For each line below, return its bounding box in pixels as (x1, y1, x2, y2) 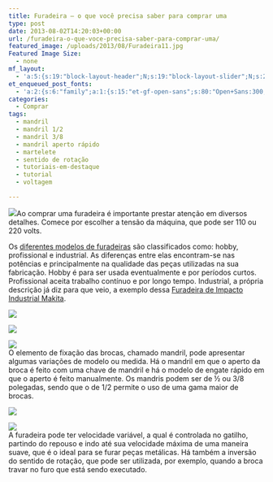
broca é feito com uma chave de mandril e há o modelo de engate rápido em (8, 365, 265, 375)
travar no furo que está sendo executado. (8, 464, 148, 474)
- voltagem (15, 178, 53, 187)
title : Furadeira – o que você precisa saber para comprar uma (8, 11, 227, 20)
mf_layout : (8, 65, 45, 73)
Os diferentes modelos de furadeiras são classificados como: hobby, (8, 241, 239, 251)
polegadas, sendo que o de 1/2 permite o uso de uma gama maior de (8, 382, 239, 392)
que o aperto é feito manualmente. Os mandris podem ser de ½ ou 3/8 (8, 373, 245, 383)
